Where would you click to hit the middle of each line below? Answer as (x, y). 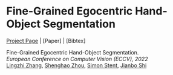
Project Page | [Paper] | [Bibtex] (46, 41)
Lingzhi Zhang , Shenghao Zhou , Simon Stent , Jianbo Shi (77, 65)
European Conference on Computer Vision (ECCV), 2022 (77, 59)
